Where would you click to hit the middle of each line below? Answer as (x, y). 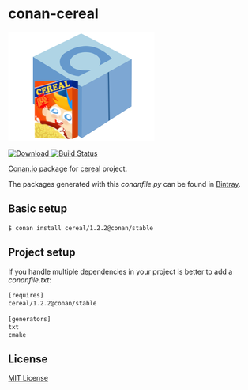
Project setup (42, 253)
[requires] (26, 295)
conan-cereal (53, 14)
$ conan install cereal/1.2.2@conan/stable (81, 228)
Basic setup (38, 209)
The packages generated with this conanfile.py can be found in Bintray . (124, 184)
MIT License (28, 378)
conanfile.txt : (30, 280)
